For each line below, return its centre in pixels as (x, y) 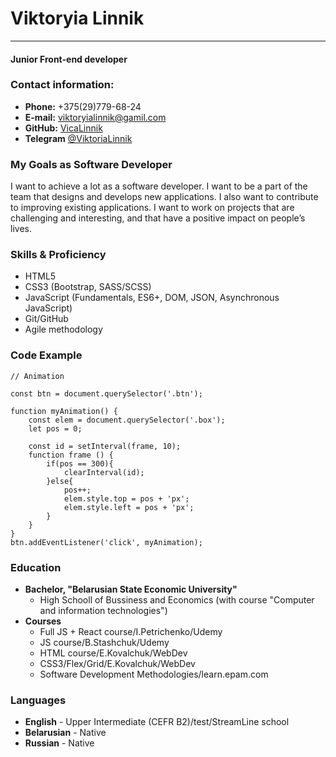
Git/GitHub (46, 319)
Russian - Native (59, 743)
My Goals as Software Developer (91, 164)
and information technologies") (103, 611)
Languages (38, 700)
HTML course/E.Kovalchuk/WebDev (113, 653)
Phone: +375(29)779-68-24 (83, 106)
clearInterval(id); (104, 472)
